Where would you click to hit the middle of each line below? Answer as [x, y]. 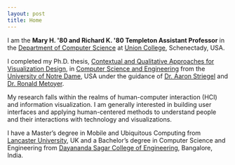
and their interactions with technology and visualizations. [89, 119]
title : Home [25, 20]
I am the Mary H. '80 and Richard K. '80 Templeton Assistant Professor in [116, 40]
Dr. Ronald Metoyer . [36, 83]
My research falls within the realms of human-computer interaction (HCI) [112, 97]
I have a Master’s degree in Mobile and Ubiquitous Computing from [104, 133]
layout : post [26, 14]
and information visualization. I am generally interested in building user [109, 104]
